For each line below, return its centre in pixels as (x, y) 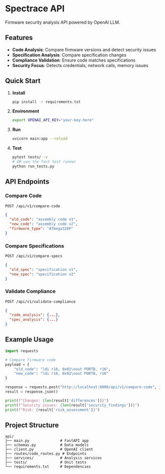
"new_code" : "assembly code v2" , (44, 224)
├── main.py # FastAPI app (47, 441)
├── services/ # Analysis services (54, 458)
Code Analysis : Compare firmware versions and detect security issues (84, 49)
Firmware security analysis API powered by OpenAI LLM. (63, 22)
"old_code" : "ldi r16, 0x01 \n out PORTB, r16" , (62, 369)
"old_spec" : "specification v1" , (44, 269)
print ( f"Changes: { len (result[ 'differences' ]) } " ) (57, 401)
